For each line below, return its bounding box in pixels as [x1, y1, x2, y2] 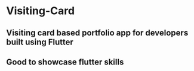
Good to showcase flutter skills [6, 57, 124, 67]
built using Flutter [6, 37, 73, 47]
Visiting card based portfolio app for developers [6, 28, 189, 38]
